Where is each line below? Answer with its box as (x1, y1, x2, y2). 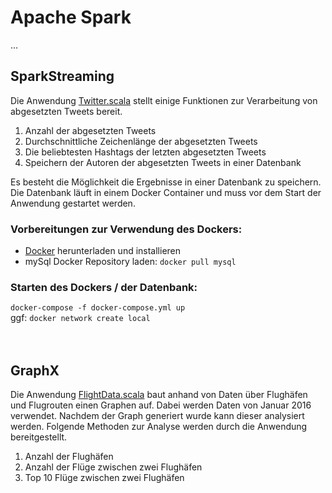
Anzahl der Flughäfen (24, 451, 114, 463)
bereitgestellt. (10, 431, 68, 443)
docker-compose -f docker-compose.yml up (10, 303, 186, 313)
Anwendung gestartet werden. (10, 197, 136, 209)
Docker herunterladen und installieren (24, 245, 182, 257)
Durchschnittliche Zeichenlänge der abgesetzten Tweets (24, 135, 258, 147)
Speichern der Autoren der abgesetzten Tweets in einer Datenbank (24, 156, 302, 168)
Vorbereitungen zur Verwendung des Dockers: (10, 222, 243, 236)
